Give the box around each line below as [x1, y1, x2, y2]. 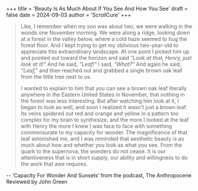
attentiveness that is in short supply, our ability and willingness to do [20, 154, 188, 161]
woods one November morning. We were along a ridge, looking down [20, 29, 191, 36]
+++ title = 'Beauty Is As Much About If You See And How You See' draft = [6, 5, 189, 12]
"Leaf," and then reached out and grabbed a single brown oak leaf [20, 67, 183, 74]
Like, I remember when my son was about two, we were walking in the [20, 23, 193, 30]
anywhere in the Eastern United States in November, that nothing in [20, 91, 185, 98]
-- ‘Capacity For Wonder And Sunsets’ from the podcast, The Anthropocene [6, 172, 191, 179]
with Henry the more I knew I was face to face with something [20, 123, 173, 129]
